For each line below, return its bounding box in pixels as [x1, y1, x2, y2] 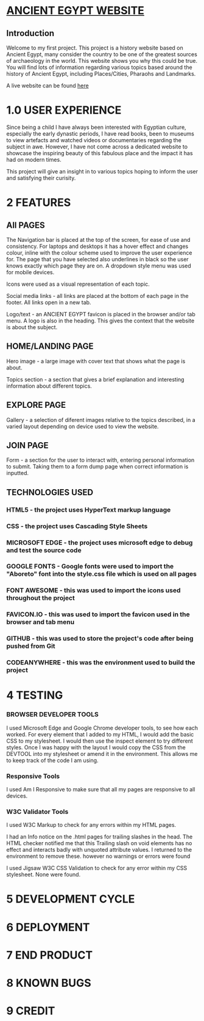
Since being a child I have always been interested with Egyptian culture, [6, 123, 187, 131]
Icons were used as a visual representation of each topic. [6, 280, 150, 288]
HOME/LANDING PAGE [6, 341, 94, 352]
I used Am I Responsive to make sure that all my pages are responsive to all [6, 785, 195, 793]
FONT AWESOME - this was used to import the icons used [6, 586, 181, 595]
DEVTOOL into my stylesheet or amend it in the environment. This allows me [6, 750, 198, 757]
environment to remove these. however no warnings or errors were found [6, 852, 191, 860]
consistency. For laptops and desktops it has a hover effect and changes [6, 242, 189, 250]
